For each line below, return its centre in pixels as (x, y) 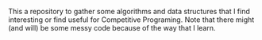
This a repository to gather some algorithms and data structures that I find (129, 11)
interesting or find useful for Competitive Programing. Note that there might (131, 20)
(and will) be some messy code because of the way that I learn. (112, 28)
